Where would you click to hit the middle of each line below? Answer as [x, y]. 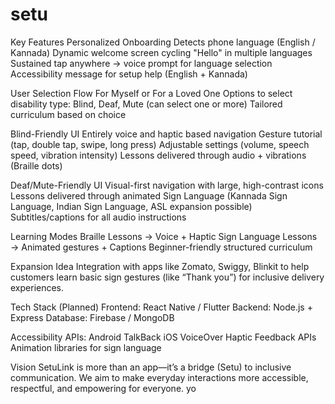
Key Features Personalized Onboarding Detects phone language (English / [163, 42]
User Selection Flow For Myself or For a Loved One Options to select [151, 93]
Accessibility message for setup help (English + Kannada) [129, 74]
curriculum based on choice [68, 114]
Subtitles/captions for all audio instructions [98, 217]
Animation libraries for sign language [86, 347]
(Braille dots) [36, 165]
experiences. [37, 287]
